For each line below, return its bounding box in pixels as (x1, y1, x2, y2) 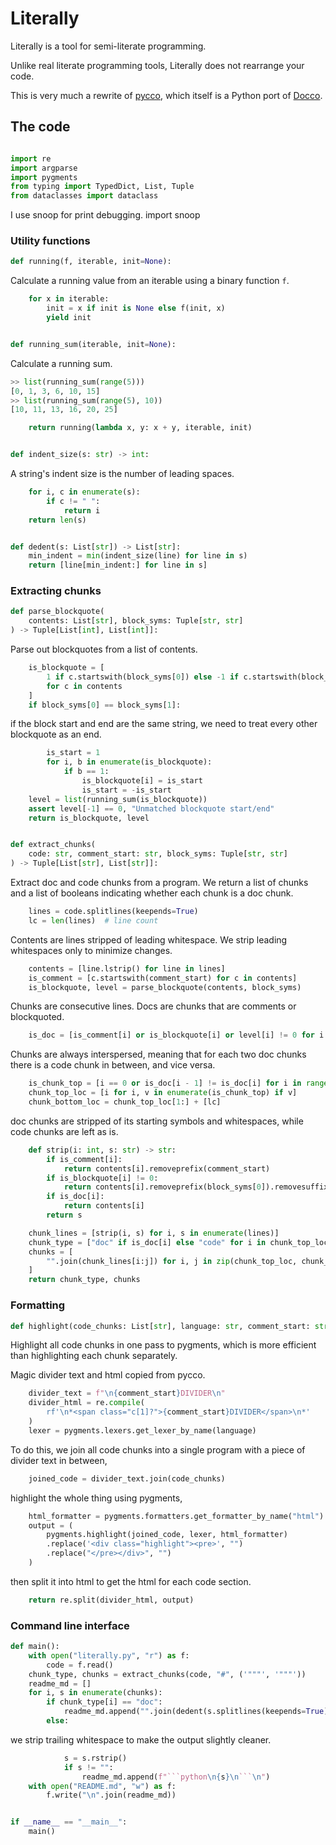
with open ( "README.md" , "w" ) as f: (28, 1781, 177, 1791)
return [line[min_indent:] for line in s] (28, 560, 208, 571)
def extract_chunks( (10, 840, 97, 850)
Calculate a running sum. (10, 357, 113, 369)
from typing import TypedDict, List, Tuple (10, 182, 195, 192)
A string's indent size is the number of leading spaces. (10, 468, 235, 480)
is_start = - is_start (81, 785, 172, 795)
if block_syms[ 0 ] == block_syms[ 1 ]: (28, 700, 182, 710)
